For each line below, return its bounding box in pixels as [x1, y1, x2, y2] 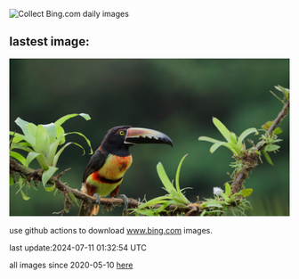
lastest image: [9, 34, 90, 49]
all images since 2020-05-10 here [9, 259, 133, 271]
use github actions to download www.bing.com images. [9, 226, 214, 236]
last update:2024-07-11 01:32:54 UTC [9, 242, 147, 253]
